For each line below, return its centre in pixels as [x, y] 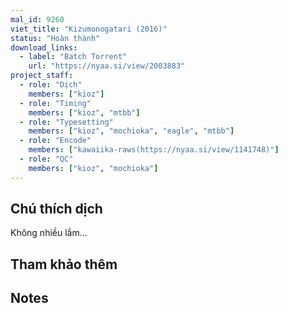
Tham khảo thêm [64, 264]
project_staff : [42, 76]
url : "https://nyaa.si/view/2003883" [107, 66]
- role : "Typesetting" [66, 122]
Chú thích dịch [56, 209]
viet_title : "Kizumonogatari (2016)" [89, 29]
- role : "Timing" [55, 103]
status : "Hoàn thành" [55, 38]
